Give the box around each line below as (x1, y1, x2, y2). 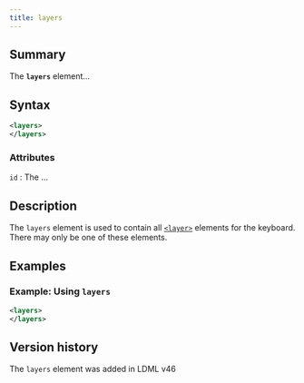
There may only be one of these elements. (9, 232, 168, 243)
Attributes (9, 151, 55, 163)
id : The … (9, 172, 48, 182)
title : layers (9, 13, 64, 23)
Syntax (9, 97, 51, 113)
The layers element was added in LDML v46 (9, 364, 177, 375)
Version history (9, 339, 99, 355)
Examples (9, 258, 66, 273)
